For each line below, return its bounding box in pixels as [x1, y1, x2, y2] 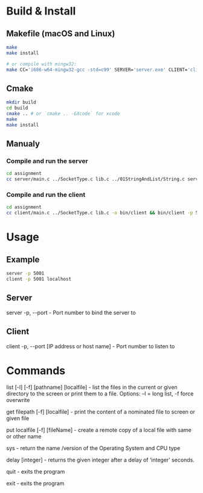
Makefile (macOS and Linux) [6, 28, 115, 39]
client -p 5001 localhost [6, 276, 71, 282]
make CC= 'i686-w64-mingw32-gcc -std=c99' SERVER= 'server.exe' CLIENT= [6, 67, 188, 73]
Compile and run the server [6, 157, 89, 165]
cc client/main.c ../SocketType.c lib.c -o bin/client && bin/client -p [6, 210, 193, 216]
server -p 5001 [6, 271, 45, 277]
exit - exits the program [6, 480, 65, 487]
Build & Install [6, 4, 76, 18]
